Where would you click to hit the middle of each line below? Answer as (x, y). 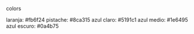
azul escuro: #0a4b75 (32, 26)
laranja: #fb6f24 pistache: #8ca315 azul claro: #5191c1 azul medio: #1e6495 (97, 20)
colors (14, 8)
